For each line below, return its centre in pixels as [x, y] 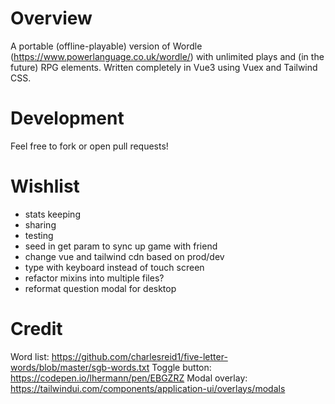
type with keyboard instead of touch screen [114, 267]
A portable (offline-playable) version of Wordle [106, 46]
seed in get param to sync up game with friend [121, 246]
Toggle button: [181, 367]
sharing [40, 224]
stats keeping [52, 214]
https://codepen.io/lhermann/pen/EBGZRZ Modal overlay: [129, 378]
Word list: [30, 356]
